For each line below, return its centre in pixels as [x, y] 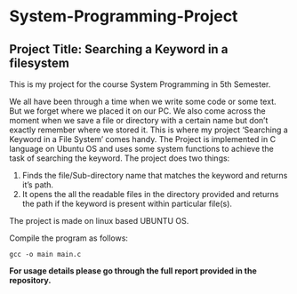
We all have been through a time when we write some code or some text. [143, 101]
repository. [30, 280]
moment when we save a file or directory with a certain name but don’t [139, 120]
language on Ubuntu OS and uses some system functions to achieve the [141, 149]
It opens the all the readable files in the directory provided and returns [150, 194]
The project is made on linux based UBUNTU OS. [99, 221]
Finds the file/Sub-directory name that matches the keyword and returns [155, 175]
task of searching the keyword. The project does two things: [120, 158]
